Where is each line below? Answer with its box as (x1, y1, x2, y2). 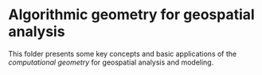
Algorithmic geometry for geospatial (8, 6, 255, 24)
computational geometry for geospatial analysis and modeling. (8, 57, 214, 67)
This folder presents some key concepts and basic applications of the (8, 49, 237, 58)
